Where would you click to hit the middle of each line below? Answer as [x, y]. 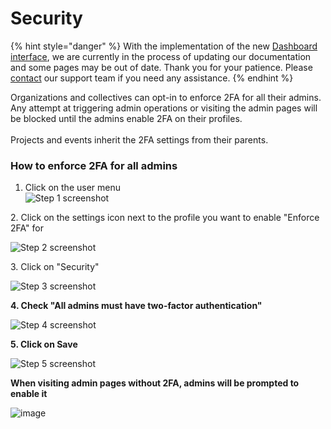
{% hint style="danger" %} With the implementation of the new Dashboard [164, 46]
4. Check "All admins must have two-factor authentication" [136, 306]
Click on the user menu [72, 188]
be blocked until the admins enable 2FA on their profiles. [126, 118]
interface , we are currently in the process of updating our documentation [161, 56]
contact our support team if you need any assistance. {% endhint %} [152, 78]
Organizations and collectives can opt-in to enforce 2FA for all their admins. [166, 97]
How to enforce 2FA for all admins [94, 165]
